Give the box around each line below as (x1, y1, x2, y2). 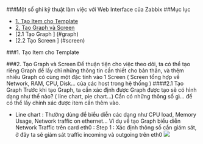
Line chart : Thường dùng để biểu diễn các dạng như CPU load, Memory (15, 111, 197, 118)
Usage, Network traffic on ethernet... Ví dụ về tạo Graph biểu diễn (15, 117, 181, 125)
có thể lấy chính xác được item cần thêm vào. (6, 99, 121, 106)
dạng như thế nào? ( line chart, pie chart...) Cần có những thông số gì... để (6, 93, 193, 100)
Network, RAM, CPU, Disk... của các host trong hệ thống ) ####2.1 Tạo (6, 80, 184, 87)
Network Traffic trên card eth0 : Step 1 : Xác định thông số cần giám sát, (15, 124, 197, 131)
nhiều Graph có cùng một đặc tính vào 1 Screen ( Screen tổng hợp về (6, 74, 180, 80)
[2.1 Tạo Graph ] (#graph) (15, 30, 79, 38)
